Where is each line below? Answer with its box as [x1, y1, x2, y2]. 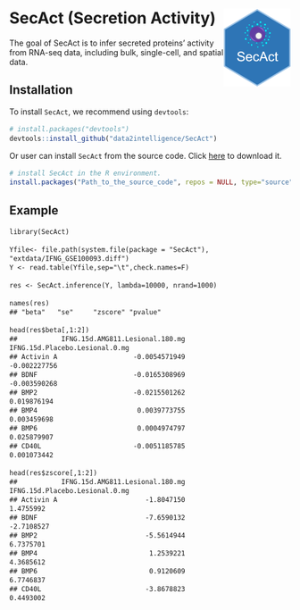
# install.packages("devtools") [9, 124, 129, 133]
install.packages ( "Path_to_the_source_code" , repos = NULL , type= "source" [9, 178, 294, 187]
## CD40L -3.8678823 [9, 585, 186, 594]
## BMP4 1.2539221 [9, 549, 186, 558]
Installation [9, 82, 73, 97]
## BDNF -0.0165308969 [9, 371, 186, 380]
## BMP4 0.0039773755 [9, 406, 186, 415]
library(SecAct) [9, 228, 70, 237]
